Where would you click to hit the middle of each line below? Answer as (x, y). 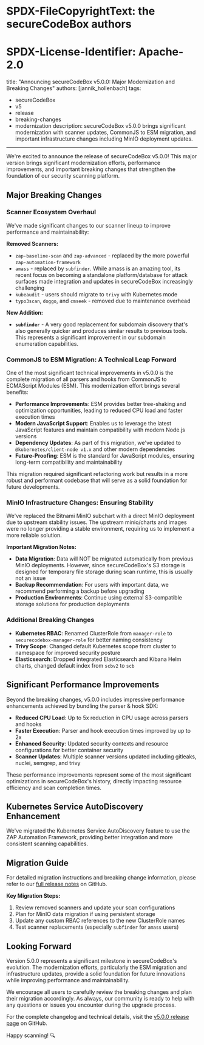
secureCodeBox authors (69, 24)
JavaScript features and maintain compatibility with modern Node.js (100, 430)
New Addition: (25, 312)
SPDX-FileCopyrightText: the (81, 11)
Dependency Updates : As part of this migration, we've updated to (98, 443)
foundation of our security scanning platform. (63, 176)
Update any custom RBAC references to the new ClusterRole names (100, 921)
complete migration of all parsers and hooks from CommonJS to (87, 379)
